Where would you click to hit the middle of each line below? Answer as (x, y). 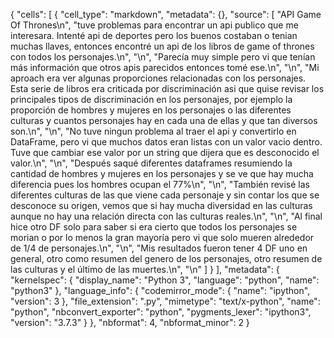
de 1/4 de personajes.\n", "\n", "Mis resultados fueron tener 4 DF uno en (159, 248)
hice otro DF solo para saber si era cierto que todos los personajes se (154, 227)
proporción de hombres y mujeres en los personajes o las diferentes (151, 110)
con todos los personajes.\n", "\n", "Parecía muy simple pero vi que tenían (163, 57)
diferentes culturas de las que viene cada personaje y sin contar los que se (165, 195)
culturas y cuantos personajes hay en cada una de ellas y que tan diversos (164, 120)
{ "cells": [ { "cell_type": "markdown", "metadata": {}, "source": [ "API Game (166, 14)
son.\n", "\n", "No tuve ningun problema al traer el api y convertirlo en (153, 131)
